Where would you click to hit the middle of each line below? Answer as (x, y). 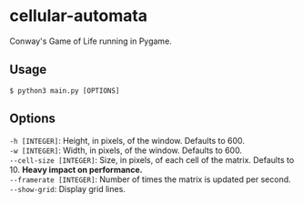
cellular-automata (79, 16)
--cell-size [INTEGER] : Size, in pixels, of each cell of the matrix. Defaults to (152, 159)
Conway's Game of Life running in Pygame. (91, 41)
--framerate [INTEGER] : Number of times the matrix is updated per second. (150, 179)
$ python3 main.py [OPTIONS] (65, 91)
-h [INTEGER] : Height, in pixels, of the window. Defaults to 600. (127, 140)
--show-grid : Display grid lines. (67, 188)
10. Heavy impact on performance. (76, 169)
